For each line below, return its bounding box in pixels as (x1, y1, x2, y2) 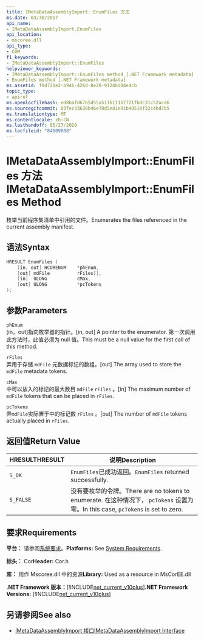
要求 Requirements (6, 528, 77, 538)
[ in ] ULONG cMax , (17, 276, 91, 282)
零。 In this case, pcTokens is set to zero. (70, 505, 183, 513)
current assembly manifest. (6, 223, 75, 230)
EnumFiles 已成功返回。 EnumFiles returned (70, 468, 189, 476)
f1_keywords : (6, 54, 39, 60)
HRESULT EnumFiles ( (6, 258, 59, 265)
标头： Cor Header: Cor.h (6, 558, 69, 565)
